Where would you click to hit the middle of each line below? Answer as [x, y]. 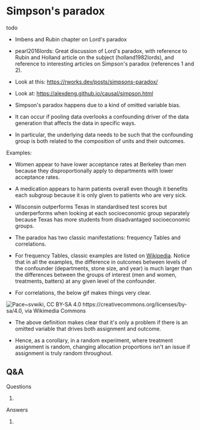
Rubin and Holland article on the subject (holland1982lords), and [94, 57]
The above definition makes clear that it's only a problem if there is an [101, 322]
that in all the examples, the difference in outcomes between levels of [101, 262]
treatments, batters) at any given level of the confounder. [85, 281]
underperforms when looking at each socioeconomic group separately [102, 213]
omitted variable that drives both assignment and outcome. [88, 329]
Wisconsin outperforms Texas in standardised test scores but [91, 207]
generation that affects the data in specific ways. [75, 123]
